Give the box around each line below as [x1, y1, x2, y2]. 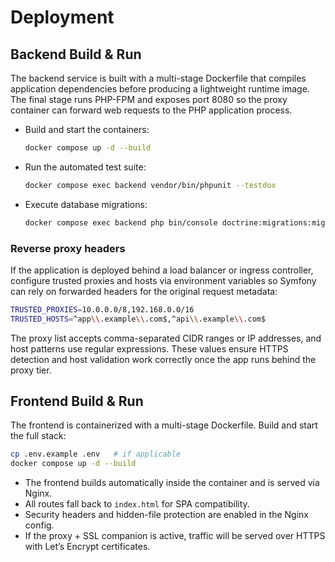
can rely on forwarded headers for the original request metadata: [10, 285, 278, 297]
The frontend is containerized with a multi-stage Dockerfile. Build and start [10, 419, 318, 431]
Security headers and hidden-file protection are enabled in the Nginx [24, 509, 309, 521]
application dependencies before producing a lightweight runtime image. [10, 83, 310, 95]
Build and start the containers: [24, 124, 150, 135]
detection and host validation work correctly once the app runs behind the [10, 353, 317, 365]
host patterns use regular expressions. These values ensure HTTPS [10, 342, 289, 355]
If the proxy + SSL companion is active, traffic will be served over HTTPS [24, 530, 326, 542]
